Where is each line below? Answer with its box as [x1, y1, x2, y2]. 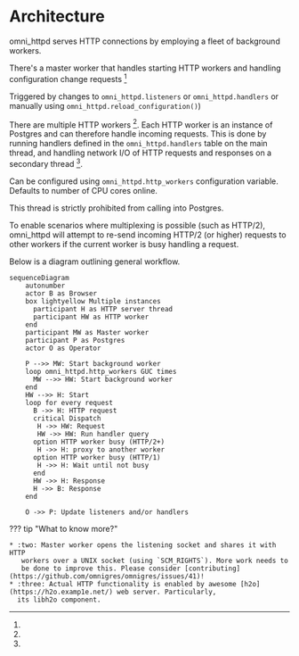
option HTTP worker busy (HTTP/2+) [32, 437, 166, 446]
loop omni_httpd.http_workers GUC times [25, 367, 177, 376]
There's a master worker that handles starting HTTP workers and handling [9, 62, 282, 73]
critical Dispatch [32, 413, 101, 423]
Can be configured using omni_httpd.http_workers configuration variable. [9, 176, 279, 187]
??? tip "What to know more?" [9, 523, 118, 534]
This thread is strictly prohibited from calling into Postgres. [9, 203, 224, 213]
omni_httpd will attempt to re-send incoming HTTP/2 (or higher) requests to [9, 229, 287, 240]
